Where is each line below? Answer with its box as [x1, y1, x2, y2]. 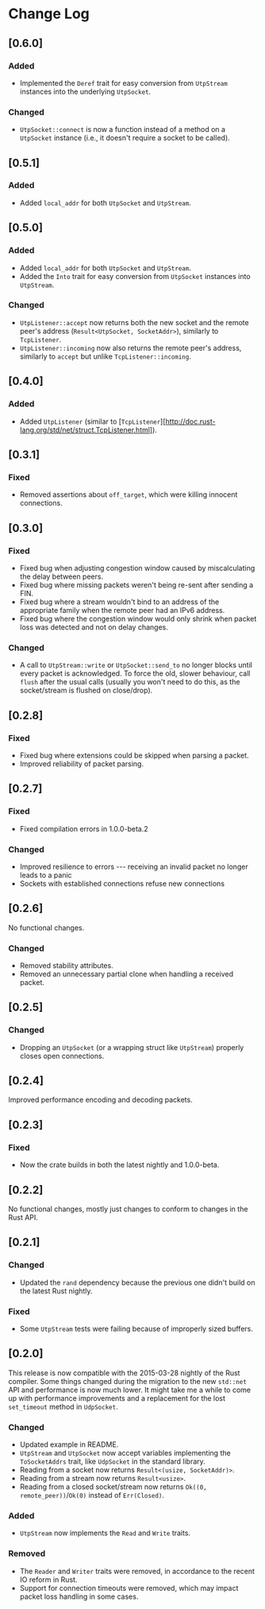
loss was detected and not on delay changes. [19, 622, 168, 632]
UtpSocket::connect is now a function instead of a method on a [19, 125, 226, 134]
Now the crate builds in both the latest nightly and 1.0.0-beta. [19, 1160, 220, 1169]
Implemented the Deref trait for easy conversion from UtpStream [19, 78, 228, 87]
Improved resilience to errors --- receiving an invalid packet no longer [19, 862, 248, 871]
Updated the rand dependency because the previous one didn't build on [19, 1278, 255, 1287]
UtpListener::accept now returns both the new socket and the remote [19, 317, 249, 327]
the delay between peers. [19, 572, 104, 581]
